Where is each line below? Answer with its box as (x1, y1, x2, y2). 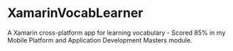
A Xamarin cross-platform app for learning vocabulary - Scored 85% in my (7, 28, 226, 37)
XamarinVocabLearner (7, 5, 143, 21)
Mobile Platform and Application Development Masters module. (7, 35, 193, 44)
